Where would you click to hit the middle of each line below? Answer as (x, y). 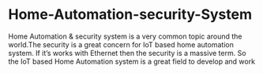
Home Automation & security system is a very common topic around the (125, 36)
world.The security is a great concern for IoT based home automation (121, 44)
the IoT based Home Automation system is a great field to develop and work (131, 61)
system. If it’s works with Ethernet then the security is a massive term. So (127, 53)
